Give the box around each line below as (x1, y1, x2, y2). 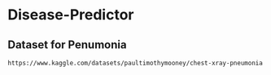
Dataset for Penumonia (7, 38, 127, 52)
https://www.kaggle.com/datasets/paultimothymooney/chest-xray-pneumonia (7, 59, 264, 67)
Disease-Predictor (7, 6, 134, 24)
